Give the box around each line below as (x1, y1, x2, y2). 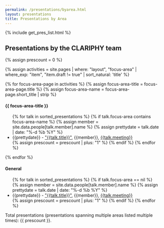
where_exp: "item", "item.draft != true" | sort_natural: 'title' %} (5, 72, 130, 77)
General (5, 165, 22, 172)
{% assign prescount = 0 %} (5, 57, 63, 63)
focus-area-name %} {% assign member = (12, 119, 99, 125)
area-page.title (5, 86, 35, 92)
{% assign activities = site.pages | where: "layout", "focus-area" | (5, 67, 137, 73)
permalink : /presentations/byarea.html (5, 7, 87, 12)
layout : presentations (5, 12, 51, 17)
